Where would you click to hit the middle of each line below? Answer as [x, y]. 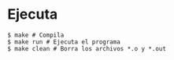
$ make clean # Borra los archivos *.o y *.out [87, 48]
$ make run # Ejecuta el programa [64, 42]
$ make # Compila [36, 35]
